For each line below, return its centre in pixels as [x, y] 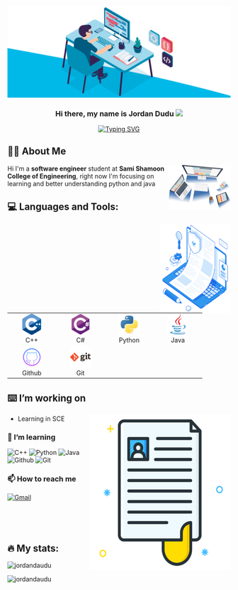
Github [32, 372]
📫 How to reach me [42, 479]
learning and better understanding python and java [81, 183]
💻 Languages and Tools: [63, 207]
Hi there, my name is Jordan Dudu [115, 114]
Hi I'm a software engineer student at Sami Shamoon [86, 168]
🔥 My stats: [33, 548]
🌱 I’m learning [32, 437]
